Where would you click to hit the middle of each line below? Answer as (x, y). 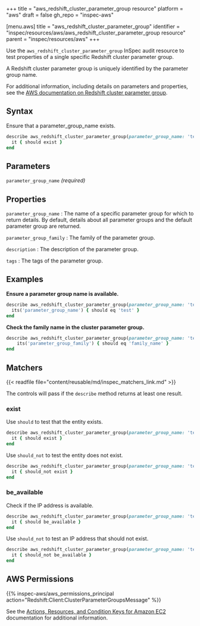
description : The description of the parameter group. (72, 249)
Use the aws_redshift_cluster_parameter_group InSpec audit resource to (95, 51)
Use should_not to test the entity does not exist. (65, 455)
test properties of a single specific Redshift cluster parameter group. (90, 57)
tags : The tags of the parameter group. (54, 261)
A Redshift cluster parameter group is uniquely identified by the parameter (97, 68)
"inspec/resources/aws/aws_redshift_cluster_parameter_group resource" (96, 33)
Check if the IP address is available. (50, 505)
